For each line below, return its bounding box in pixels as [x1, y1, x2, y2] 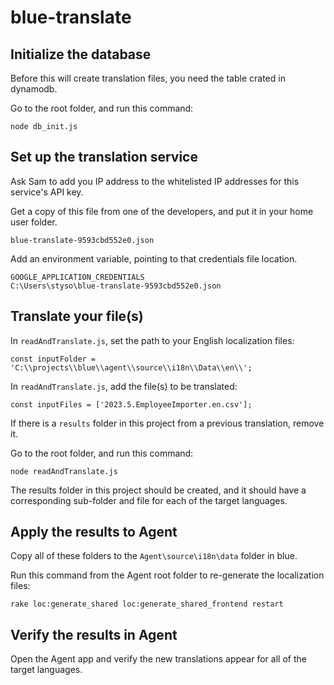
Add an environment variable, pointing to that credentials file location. [10, 252, 298, 265]
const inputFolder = [10, 354, 97, 364]
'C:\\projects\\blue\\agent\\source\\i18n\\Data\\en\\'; [10, 362, 253, 373]
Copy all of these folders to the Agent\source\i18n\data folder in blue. [10, 550, 298, 562]
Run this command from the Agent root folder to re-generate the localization [10, 569, 325, 581]
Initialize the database [10, 46, 152, 63]
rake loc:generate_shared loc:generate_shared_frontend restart [10, 599, 284, 610]
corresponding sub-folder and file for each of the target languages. [10, 494, 288, 506]
